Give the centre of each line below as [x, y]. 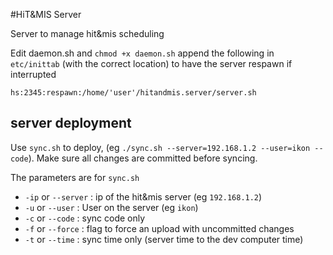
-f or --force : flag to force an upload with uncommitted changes [159, 228]
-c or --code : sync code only [85, 218]
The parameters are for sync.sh [75, 177]
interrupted [33, 74]
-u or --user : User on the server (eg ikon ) [111, 207]
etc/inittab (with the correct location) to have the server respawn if [151, 63]
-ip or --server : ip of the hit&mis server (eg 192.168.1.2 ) [143, 196]
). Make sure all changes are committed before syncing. [143, 158]
